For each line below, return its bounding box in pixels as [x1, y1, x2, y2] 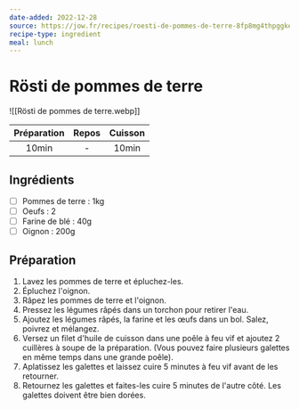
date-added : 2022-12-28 [9, 12, 98, 22]
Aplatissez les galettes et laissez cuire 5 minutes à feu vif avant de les [21, 362, 279, 372]
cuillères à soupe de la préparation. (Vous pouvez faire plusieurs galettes [21, 342, 290, 353]
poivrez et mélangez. [21, 323, 100, 334]
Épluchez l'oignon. [21, 286, 91, 297]
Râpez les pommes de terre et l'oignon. [21, 295, 166, 306]
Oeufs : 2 [21, 206, 56, 217]
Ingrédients [9, 172, 75, 187]
